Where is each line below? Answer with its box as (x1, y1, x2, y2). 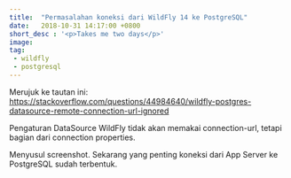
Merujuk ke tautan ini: (9, 86, 89, 97)
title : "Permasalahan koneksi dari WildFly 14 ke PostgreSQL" (9, 12, 248, 22)
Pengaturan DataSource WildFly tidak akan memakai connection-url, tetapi (9, 122, 282, 133)
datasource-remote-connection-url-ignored (9, 105, 169, 116)
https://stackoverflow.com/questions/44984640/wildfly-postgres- (9, 96, 252, 106)
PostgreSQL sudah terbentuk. (9, 159, 118, 169)
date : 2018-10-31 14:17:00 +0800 (9, 21, 141, 30)
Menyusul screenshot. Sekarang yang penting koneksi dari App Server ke (9, 149, 279, 159)
